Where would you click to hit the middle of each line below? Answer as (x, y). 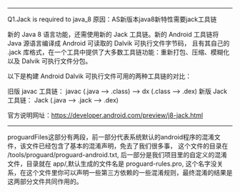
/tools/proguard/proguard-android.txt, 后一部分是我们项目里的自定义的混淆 (117, 155)
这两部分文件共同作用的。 (45, 181)
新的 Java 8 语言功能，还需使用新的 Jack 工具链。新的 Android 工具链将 (113, 34)
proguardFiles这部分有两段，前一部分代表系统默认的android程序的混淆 (111, 137)
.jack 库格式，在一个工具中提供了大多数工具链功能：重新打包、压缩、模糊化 (119, 52)
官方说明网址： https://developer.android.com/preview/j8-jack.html (105, 115)
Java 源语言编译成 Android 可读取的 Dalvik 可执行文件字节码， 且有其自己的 (119, 43)
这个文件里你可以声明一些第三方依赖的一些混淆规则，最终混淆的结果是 (129, 172)
